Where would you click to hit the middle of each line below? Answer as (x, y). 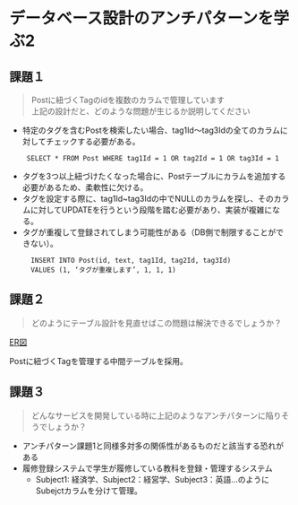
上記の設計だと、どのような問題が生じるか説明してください (140, 111)
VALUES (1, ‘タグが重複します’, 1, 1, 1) (103, 270)
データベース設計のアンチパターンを (142, 18)
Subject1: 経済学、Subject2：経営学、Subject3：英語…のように (153, 479)
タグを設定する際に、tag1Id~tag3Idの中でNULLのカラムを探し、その (148, 199)
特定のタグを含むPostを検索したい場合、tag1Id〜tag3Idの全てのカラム (151, 130)
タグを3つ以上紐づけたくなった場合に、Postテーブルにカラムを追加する (154, 176)
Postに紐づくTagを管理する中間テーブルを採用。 (98, 361)
